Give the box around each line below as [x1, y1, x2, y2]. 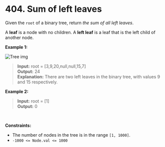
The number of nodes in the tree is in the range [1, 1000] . [12, 132, 131, 138]
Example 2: [5, 88, 29, 94]
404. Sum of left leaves [5, 3, 102, 15]
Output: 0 [17, 103, 38, 109]
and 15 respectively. [17, 79, 58, 85]
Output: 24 [17, 68, 40, 74]
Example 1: [5, 44, 28, 50]
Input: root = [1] [17, 98, 50, 104]
